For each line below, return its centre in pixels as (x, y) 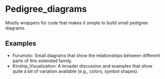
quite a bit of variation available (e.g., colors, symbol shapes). (75, 71)
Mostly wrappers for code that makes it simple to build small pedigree (77, 23)
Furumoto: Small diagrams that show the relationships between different (86, 55)
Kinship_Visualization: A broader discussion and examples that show (82, 66)
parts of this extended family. (42, 61)
